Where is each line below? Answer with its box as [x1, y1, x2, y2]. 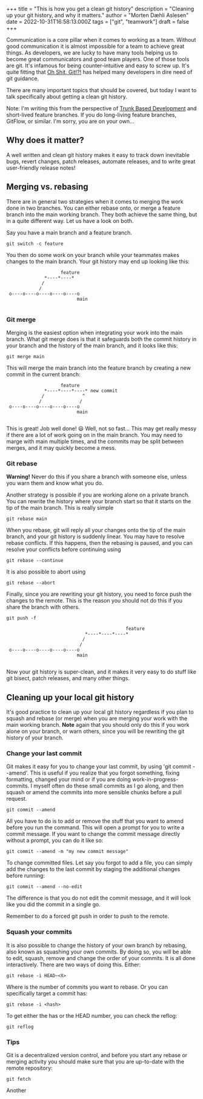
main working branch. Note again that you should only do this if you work [6, 721, 190, 729]
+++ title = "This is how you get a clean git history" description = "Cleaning [6, 5, 195, 12]
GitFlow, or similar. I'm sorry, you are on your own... [6, 118, 135, 125]
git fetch [6, 1076, 32, 1082]
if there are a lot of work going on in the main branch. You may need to [6, 431, 183, 438]
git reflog [6, 1024, 34, 1030]
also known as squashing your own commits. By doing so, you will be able [6, 948, 191, 955]
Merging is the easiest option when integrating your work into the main [6, 329, 183, 336]
